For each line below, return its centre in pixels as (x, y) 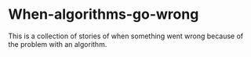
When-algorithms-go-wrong (104, 14)
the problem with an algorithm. (58, 44)
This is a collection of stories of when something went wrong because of (126, 36)
